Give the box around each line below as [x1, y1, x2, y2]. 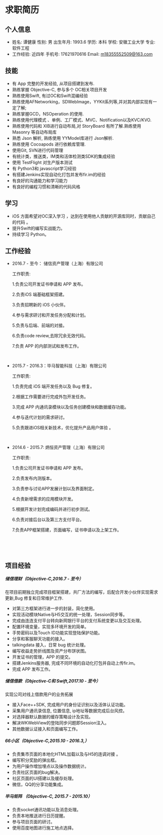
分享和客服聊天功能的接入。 [12, 635, 68, 641]
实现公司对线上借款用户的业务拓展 [5, 691, 73, 697]
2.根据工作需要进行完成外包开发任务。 [12, 394, 89, 400]
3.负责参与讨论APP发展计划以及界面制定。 [12, 486, 97, 492]
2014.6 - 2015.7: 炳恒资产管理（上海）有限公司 [12, 445, 105, 451]
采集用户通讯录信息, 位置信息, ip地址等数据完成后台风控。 [12, 707, 127, 714]
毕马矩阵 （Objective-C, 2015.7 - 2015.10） [5, 793, 92, 799]
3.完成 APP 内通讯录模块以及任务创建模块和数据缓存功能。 [12, 404, 129, 410]
